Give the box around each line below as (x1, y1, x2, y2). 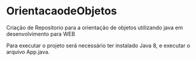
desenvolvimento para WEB (6, 30, 76, 37)
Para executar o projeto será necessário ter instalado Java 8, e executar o (6, 42, 191, 49)
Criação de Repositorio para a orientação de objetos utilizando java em (6, 24, 183, 31)
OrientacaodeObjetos (6, 4, 117, 18)
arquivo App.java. (6, 48, 50, 55)
